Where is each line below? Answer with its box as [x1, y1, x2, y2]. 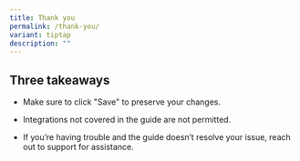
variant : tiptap [9, 30, 71, 39]
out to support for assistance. [22, 142, 134, 153]
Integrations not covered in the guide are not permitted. [22, 115, 232, 126]
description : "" [9, 38, 71, 48]
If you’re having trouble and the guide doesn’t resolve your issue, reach [22, 132, 292, 143]
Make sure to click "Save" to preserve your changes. [22, 96, 222, 107]
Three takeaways [9, 72, 110, 87]
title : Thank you [9, 13, 76, 23]
